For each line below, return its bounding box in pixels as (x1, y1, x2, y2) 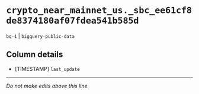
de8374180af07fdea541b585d (6, 15, 139, 27)
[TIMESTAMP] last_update (14, 65, 80, 72)
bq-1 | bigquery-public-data (6, 32, 75, 40)
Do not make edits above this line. (6, 82, 89, 89)
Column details (6, 50, 63, 60)
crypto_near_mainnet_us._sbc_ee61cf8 (6, 5, 192, 16)
